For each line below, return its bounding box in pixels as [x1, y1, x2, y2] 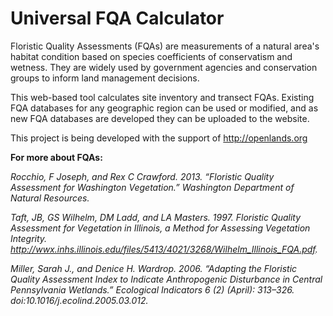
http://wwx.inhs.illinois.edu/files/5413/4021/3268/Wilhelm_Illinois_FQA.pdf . [10, 243, 318, 255]
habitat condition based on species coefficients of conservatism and [10, 50, 293, 62]
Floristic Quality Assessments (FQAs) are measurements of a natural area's [10, 40, 320, 52]
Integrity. [10, 232, 48, 244]
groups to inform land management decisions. [10, 72, 200, 84]
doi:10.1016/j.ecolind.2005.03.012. [10, 294, 149, 306]
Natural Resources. [10, 192, 90, 204]
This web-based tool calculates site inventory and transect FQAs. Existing [10, 91, 315, 103]
